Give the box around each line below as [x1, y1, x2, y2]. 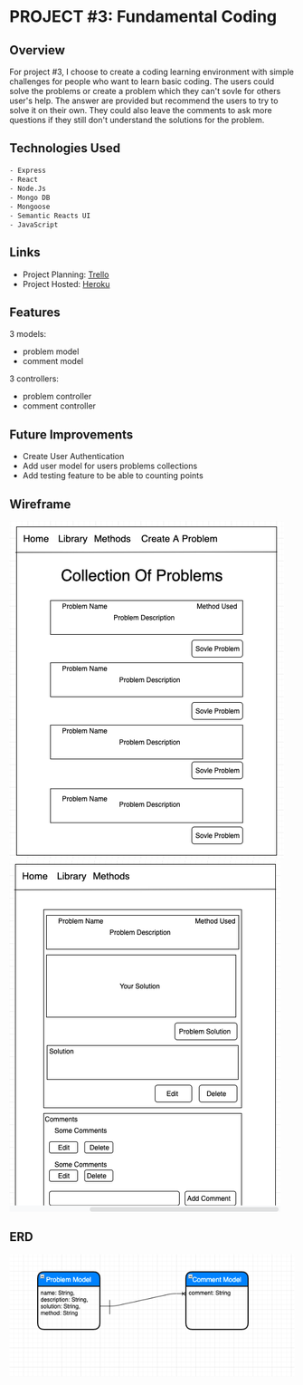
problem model [22, 346, 80, 357]
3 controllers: [9, 373, 59, 384]
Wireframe [9, 496, 71, 512]
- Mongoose [9, 202, 51, 211]
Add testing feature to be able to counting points [22, 470, 204, 481]
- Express [9, 166, 47, 175]
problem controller [22, 391, 92, 402]
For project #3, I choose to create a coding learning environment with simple [9, 66, 294, 77]
